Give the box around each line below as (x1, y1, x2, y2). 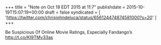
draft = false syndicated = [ (45, 9, 101, 15)
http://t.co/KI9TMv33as (5, 34, 54, 40)
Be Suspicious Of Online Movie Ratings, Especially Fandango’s (5, 29, 133, 35)
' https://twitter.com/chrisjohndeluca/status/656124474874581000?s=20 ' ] (5, 15, 157, 20)
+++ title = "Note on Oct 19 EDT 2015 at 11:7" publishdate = (5, 4, 125, 10)
